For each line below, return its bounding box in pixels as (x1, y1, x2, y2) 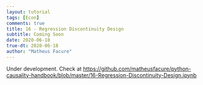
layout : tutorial (6, 8, 51, 15)
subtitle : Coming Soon (6, 32, 64, 38)
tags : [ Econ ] (6, 15, 40, 21)
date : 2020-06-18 (6, 37, 51, 43)
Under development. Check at (6, 65, 82, 72)
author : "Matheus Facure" (6, 49, 72, 55)
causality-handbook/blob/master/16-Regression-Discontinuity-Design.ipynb (6, 71, 197, 79)
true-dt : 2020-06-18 (6, 43, 59, 49)
